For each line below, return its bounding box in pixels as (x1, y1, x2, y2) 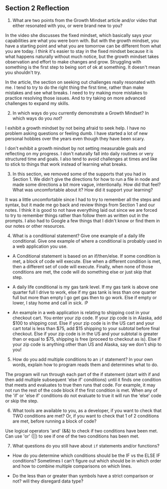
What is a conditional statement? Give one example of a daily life (12, 232, 146, 239)
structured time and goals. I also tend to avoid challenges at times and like (5, 156, 158, 162)
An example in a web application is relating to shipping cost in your (12, 309, 150, 315)
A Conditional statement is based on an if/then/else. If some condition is (12, 253, 161, 259)
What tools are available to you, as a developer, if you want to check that (12, 407, 162, 414)
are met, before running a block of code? (12, 418, 97, 424)
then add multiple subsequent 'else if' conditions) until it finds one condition (5, 377, 161, 383)
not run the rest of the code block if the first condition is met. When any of (5, 387, 158, 393)
